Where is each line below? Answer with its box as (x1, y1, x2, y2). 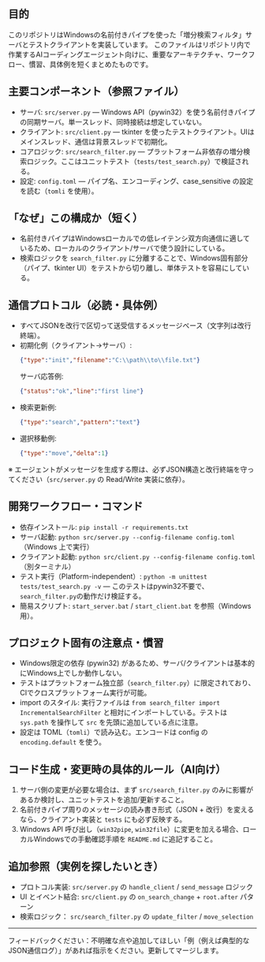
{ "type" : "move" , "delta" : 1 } (19, 449, 109, 457)
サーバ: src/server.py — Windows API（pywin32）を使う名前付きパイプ (19, 107, 256, 117)
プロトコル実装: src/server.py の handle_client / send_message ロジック (19, 882, 254, 891)
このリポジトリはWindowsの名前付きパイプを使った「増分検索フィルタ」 (8, 30, 246, 39)
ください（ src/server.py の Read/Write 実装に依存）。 (14, 474, 189, 483)
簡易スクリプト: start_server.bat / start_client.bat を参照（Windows (19, 601, 252, 610)
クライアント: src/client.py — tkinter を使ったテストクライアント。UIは (19, 127, 255, 136)
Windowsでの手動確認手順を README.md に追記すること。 (33, 834, 218, 844)
